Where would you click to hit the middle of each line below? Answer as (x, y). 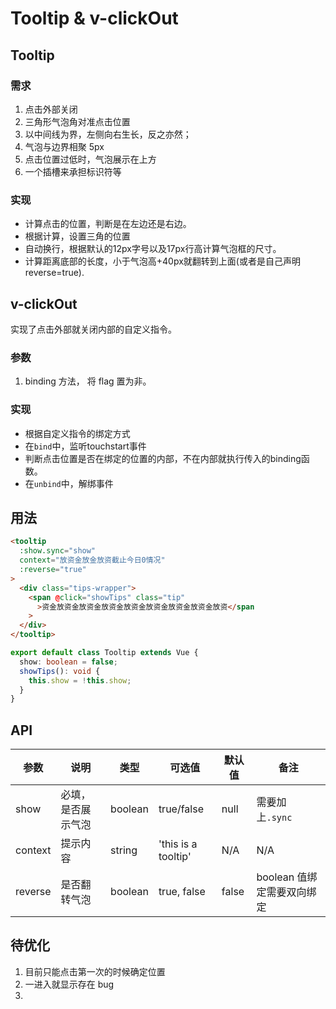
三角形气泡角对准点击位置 (77, 121)
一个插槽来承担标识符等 (73, 171)
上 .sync (274, 817)
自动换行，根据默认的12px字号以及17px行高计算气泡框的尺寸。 (153, 249)
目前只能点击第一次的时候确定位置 (95, 971)
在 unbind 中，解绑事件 (69, 483)
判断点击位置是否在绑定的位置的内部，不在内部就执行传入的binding (163, 458)
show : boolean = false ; (68, 662)
